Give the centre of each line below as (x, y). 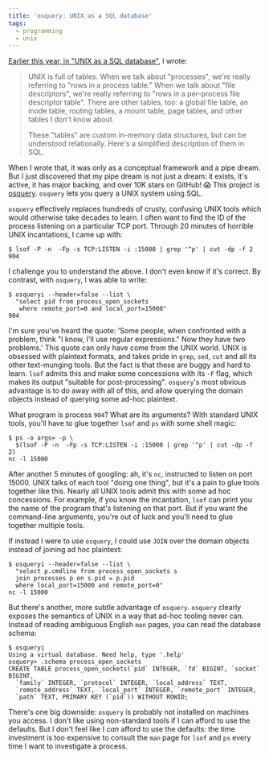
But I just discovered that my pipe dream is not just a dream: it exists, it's (128, 176)
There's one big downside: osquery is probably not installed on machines (128, 712)
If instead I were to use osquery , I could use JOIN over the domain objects (129, 541)
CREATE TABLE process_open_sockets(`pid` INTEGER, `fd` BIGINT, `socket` (134, 669)
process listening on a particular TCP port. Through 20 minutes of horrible (131, 226)
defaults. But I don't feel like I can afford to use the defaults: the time (122, 729)
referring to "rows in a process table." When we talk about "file (132, 85)
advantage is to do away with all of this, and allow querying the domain (126, 390)
